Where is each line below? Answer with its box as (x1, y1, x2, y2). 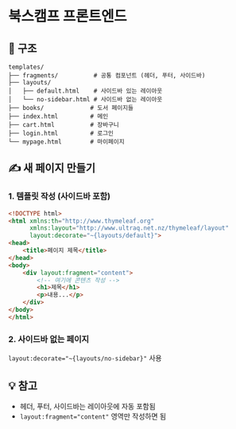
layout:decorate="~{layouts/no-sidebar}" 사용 (8, 353, 162, 363)
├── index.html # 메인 (8, 112, 109, 120)
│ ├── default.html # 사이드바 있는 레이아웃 (8, 87, 163, 95)
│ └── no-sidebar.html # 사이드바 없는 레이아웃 (8, 96, 163, 104)
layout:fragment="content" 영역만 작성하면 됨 (19, 411, 167, 421)
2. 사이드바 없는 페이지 (8, 333, 90, 344)
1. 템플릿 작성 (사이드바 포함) (8, 191, 111, 202)
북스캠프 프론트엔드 (8, 7, 127, 26)
